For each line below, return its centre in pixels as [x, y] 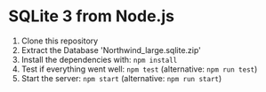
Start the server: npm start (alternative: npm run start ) [121, 78]
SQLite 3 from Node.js [92, 16]
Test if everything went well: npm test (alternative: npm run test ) [139, 69]
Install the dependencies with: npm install [99, 59]
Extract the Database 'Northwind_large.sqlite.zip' [111, 50]
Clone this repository [60, 41]
